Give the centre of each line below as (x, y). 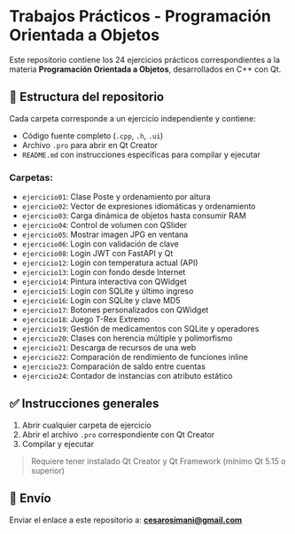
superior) (47, 470)
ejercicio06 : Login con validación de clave (100, 244)
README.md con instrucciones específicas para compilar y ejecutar (141, 154)
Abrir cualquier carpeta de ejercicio (87, 425)
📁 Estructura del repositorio (87, 97)
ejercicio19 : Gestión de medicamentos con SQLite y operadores (140, 329)
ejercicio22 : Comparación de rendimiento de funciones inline (135, 357)
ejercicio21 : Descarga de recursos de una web (109, 348)
